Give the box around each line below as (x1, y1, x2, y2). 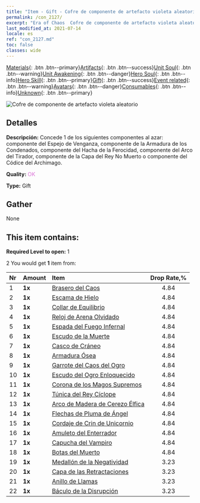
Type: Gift (6, 182, 31, 189)
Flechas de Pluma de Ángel (51, 410, 129, 418)
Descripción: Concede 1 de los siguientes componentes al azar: (6, 133, 164, 140)
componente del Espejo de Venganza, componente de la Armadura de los (6, 140, 187, 147)
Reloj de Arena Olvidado (51, 313, 120, 321)
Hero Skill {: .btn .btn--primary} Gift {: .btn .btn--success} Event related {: (17, 76, 190, 83)
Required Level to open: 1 (6, 248, 70, 255)
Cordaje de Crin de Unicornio (51, 419, 134, 427)
